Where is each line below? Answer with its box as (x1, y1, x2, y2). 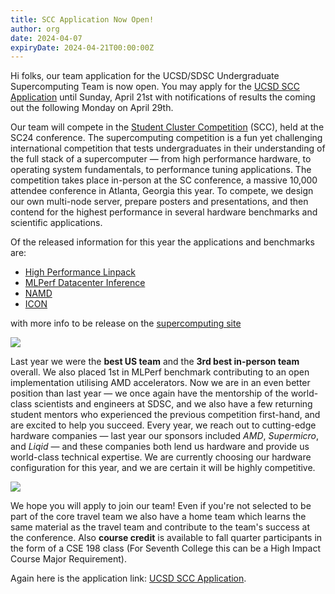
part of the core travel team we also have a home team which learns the (10, 511, 307, 523)
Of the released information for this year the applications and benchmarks (10, 236, 315, 248)
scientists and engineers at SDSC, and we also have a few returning (33, 398, 313, 410)
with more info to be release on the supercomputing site (10, 317, 242, 330)
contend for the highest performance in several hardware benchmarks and (10, 206, 318, 218)
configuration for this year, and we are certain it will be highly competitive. (10, 462, 316, 474)
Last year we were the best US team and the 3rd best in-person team (10, 356, 300, 368)
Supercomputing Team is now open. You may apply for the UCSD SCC (10, 81, 300, 93)
